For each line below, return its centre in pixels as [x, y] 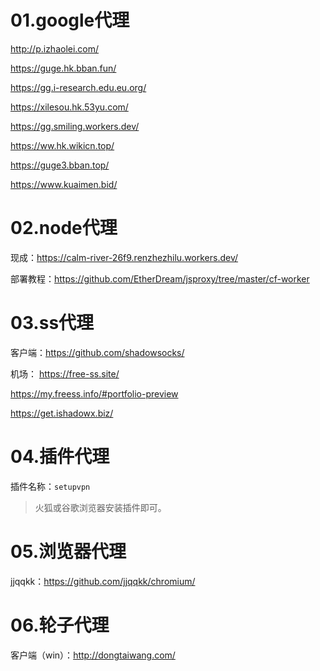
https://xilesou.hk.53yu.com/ [69, 107]
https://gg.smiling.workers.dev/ [75, 126]
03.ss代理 [52, 323]
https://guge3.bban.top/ [60, 165]
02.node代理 [64, 228]
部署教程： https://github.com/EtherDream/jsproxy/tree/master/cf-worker [160, 278]
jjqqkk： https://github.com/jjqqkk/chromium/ [103, 581]
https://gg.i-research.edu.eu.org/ [78, 87]
